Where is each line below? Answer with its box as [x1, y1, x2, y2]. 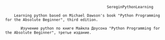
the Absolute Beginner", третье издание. [5, 30, 92, 35]
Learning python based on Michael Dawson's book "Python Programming [14, 13, 161, 18]
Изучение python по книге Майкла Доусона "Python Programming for [20, 26, 161, 31]
